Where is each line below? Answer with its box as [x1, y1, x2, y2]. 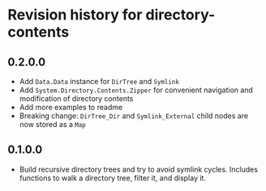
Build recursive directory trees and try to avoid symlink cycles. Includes [19, 164, 259, 174]
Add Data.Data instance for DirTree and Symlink [19, 77, 180, 86]
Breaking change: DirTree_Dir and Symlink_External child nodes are [19, 111, 249, 121]
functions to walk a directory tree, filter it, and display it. [19, 172, 206, 183]
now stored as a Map [19, 120, 87, 129]
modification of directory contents [19, 94, 134, 103]
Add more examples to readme [19, 103, 123, 112]
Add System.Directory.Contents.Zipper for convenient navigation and [19, 85, 253, 95]
